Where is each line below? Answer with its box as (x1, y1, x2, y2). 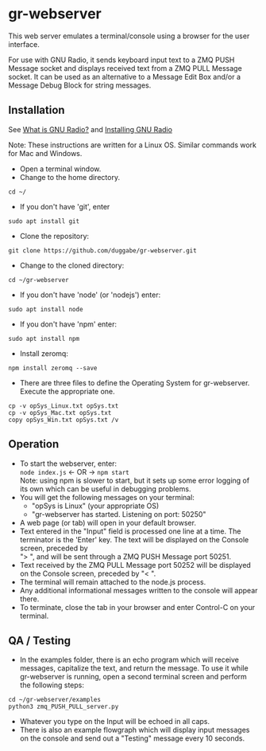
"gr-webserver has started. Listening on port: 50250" (31, 509, 206, 518)
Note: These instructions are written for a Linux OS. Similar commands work (8, 140, 256, 150)
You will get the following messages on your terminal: (19, 492, 195, 502)
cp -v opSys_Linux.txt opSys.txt (8, 401, 119, 410)
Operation (8, 437, 60, 451)
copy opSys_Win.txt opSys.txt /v (8, 416, 119, 424)
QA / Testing (8, 634, 71, 647)
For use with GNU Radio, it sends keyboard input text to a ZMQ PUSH (8, 55, 235, 65)
